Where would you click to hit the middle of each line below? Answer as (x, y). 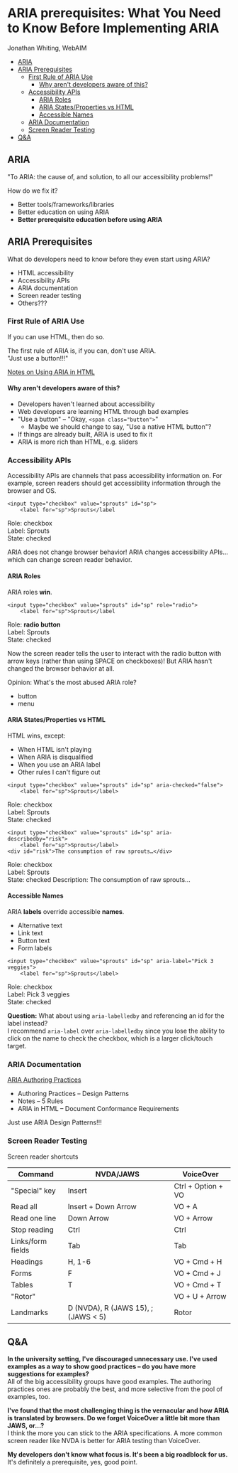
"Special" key (33, 1191)
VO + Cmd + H (198, 1262)
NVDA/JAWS (117, 1174)
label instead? (28, 1023)
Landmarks (29, 1312)
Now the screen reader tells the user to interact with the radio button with (114, 653)
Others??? (32, 303)
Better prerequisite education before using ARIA (90, 219)
